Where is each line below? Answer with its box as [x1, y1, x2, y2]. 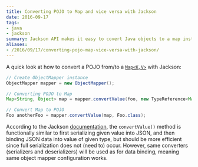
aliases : [6, 42, 28, 48]
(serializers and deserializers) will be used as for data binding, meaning [6, 148, 180, 155]
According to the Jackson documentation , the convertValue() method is [6, 123, 181, 130]
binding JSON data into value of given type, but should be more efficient [6, 136, 182, 142]
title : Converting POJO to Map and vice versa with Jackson [6, 8, 157, 15]
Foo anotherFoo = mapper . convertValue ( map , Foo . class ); [6, 113, 146, 119]
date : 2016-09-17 [6, 14, 49, 20]
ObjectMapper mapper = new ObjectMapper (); [6, 80, 115, 86]
